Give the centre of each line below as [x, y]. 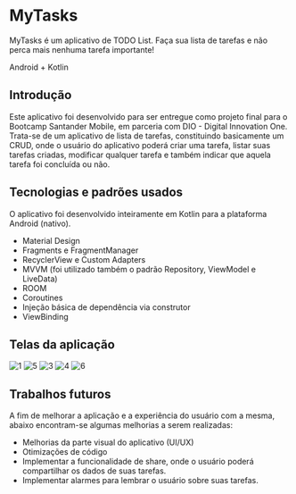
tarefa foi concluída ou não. [60, 164]
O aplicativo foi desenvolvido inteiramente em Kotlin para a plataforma [138, 214]
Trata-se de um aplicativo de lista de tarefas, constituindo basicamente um [147, 136]
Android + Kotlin [39, 67]
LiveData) [40, 279]
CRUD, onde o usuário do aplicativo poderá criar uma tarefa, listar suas [140, 145]
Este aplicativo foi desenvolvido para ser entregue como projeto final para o [148, 116]
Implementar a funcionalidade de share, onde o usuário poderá [138, 462]
